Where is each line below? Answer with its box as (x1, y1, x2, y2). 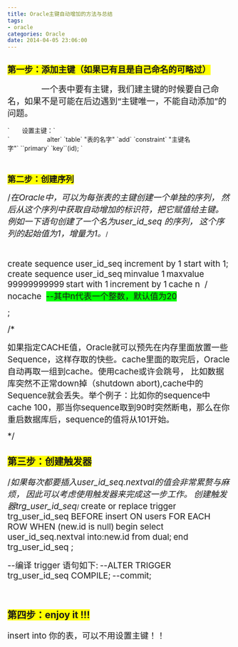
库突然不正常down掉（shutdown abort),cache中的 (7, 378, 204, 389)
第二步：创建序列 (7, 174, 75, 185)
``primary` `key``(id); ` (20, 144, 83, 152)
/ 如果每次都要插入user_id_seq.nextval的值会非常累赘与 (7, 476, 222, 488)
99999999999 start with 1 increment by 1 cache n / (7, 278, 208, 290)
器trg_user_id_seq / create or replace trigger (7, 500, 177, 512)
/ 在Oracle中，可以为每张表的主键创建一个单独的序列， (7, 191, 219, 203)
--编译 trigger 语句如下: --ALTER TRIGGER (7, 559, 171, 571)
